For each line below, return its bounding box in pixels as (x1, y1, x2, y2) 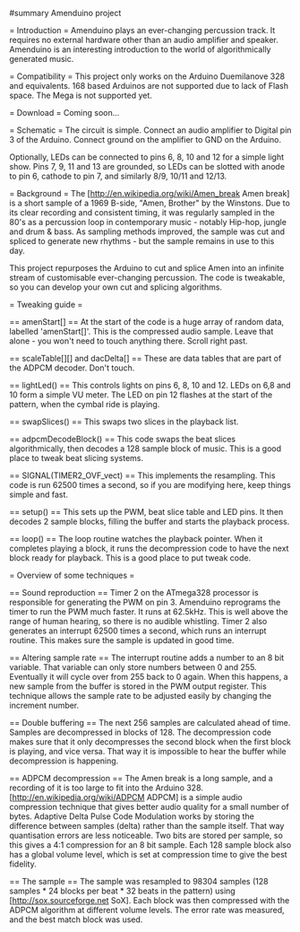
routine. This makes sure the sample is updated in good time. (9, 635, 235, 645)
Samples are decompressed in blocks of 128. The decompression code (9, 727, 271, 737)
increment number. (9, 700, 80, 710)
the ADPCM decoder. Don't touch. (9, 362, 135, 373)
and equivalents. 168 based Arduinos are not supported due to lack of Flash (9, 81, 289, 91)
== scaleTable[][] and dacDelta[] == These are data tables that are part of (9, 353, 282, 363)
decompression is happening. (9, 755, 119, 766)
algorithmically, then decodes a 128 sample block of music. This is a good (9, 443, 282, 454)
